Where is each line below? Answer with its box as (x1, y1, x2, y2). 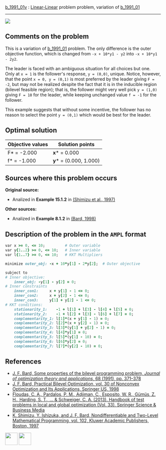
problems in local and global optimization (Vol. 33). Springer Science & (12, 402, 157, 408)
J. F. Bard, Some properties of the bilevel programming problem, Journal (12, 370, 161, 376)
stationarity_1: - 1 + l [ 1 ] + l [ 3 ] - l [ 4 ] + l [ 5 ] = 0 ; (14, 307, 134, 312)
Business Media (12, 407, 45, 413)
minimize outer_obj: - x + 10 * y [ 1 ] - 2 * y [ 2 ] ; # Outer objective (5, 261, 140, 266)
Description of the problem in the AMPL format (5, 230, 147, 239)
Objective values (7, 141, 48, 148)
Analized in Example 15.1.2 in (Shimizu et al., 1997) (12, 197, 115, 203)
